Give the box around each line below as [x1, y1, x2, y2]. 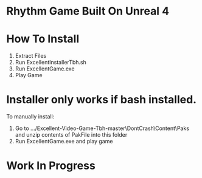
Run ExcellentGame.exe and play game [15, 138, 113, 145]
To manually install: [6, 113, 55, 120]
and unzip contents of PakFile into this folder [15, 131, 128, 139]
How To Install [6, 32, 80, 46]
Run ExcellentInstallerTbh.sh [15, 59, 86, 66]
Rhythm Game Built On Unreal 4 [6, 4, 169, 18]
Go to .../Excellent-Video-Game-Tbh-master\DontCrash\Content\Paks [15, 125, 190, 132]
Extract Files [15, 52, 47, 60]
